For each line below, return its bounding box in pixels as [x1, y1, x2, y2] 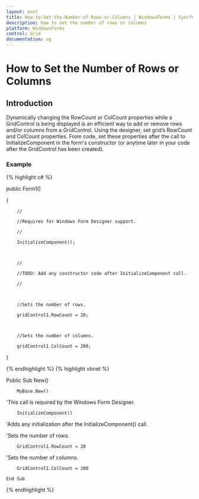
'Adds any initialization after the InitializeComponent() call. [6, 421, 148, 428]
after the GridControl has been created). [6, 146, 104, 152]
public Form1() [6, 185, 41, 192]
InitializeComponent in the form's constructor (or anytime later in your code [6, 139, 191, 146]
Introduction [6, 98, 53, 108]
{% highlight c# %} [6, 173, 53, 181]
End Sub [6, 476, 25, 482]
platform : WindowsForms [6, 25, 65, 31]
